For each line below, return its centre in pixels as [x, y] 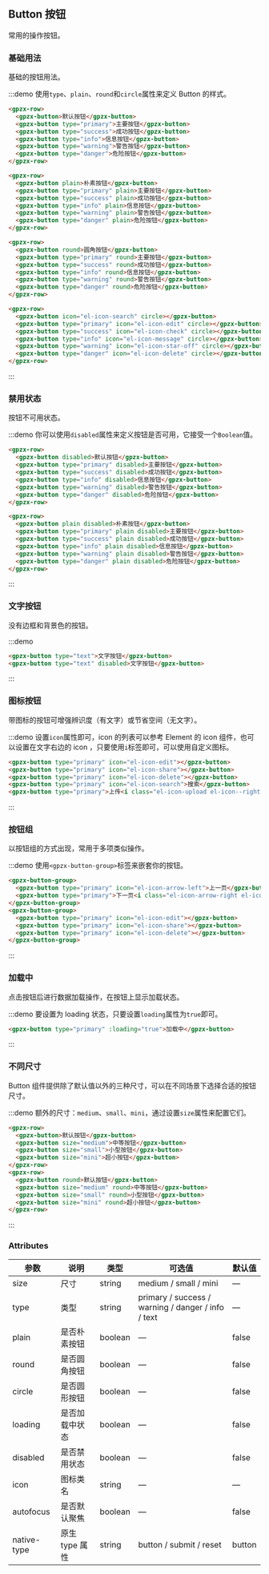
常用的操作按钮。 [36, 35]
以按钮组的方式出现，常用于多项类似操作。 [78, 849]
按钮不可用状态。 [36, 418]
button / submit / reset [180, 1544]
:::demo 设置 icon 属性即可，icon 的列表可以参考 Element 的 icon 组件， [124, 737]
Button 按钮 [37, 14]
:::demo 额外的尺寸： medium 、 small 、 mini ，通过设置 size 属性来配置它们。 [129, 1112]
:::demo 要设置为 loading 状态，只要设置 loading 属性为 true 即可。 [115, 1014]
